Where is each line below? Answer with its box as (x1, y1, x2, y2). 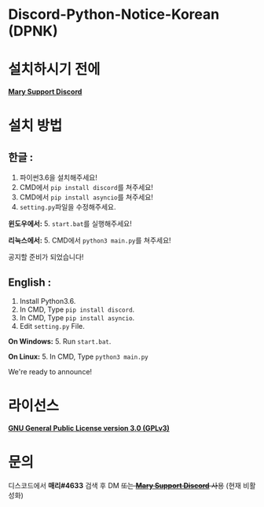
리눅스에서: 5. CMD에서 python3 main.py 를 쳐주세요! (8, 235, 171, 245)
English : (8, 275, 52, 289)
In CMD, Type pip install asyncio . (19, 312, 135, 323)
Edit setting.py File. (19, 321, 85, 330)
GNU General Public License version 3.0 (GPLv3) (8, 423, 170, 432)
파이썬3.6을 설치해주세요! (19, 173, 98, 182)
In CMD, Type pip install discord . (19, 305, 135, 314)
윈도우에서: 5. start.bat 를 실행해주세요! (8, 219, 132, 228)
